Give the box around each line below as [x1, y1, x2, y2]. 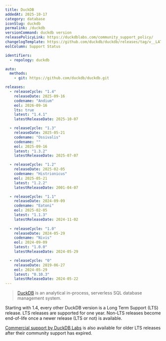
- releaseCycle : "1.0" [9, 226, 56, 231]
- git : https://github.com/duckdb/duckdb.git [14, 76, 110, 81]
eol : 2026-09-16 [14, 103, 48, 108]
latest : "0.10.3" [14, 272, 50, 277]
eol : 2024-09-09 [14, 240, 48, 245]
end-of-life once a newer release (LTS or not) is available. [5, 315, 123, 321]
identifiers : [5, 53, 32, 58]
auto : [5, 66, 16, 72]
